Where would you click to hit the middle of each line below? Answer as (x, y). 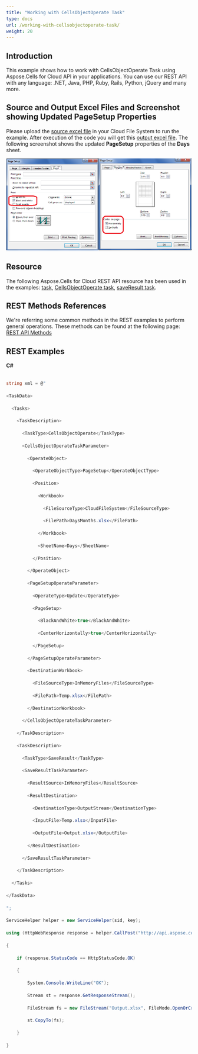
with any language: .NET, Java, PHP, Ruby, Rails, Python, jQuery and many (96, 83)
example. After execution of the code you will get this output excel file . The (97, 137)
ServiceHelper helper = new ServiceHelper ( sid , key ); (74, 921)
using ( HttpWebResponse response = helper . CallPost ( (72, 933)
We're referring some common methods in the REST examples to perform (95, 320)
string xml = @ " (26, 384)
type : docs (19, 19)
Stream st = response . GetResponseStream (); (81, 995)
